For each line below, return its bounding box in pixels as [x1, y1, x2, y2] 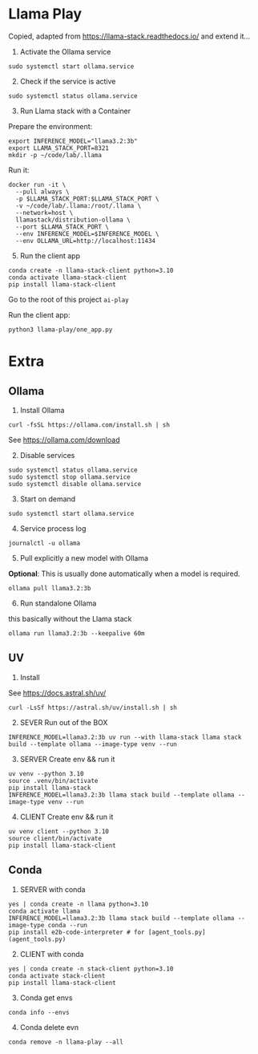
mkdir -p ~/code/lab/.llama [8, 151, 103, 159]
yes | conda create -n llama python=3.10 [8, 900, 149, 908]
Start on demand [19, 494, 76, 504]
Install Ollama [19, 405, 65, 415]
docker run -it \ [8, 180, 67, 189]
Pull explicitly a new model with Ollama [19, 553, 149, 562]
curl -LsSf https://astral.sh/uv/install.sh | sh [8, 703, 178, 711]
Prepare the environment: [8, 121, 93, 131]
